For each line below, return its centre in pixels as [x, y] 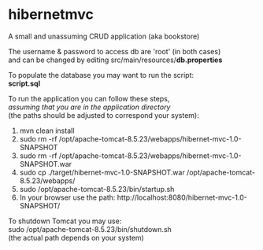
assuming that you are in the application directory [89, 107]
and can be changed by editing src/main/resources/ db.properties [115, 60]
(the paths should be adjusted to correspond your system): [104, 115]
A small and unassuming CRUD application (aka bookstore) [104, 36]
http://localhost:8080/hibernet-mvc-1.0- [182, 197]
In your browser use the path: [67, 197]
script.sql [24, 83]
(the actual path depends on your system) [76, 237]
